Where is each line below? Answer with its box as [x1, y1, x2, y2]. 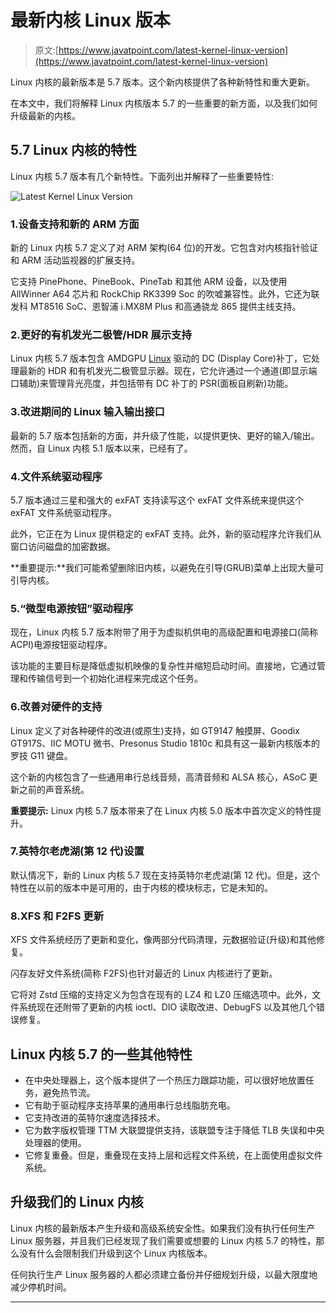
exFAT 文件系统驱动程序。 [10, 506, 117, 518]
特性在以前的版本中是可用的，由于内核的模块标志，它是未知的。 [10, 881, 273, 893]
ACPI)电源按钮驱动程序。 [10, 639, 113, 651]
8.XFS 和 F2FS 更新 [10, 909, 105, 923]
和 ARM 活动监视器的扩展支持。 [10, 254, 141, 266]
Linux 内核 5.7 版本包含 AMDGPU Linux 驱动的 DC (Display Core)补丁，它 [10, 352, 312, 365]
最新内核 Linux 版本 [10, 9, 171, 32]
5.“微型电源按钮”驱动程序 [10, 601, 134, 615]
